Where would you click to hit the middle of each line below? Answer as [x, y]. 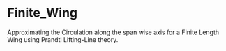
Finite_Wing [43, 13]
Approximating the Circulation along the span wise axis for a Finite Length [113, 32]
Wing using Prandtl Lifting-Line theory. [63, 39]
